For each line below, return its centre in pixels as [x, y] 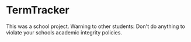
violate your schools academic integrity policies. [64, 32]
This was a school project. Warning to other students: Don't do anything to [95, 26]
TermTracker [38, 10]
